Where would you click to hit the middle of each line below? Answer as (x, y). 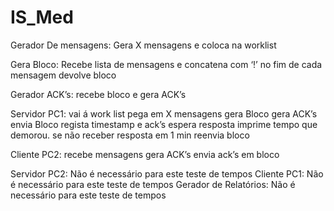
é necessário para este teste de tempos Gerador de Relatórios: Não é (153, 184)
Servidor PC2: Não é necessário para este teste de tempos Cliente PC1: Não (167, 173)
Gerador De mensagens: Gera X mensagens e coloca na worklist (143, 45)
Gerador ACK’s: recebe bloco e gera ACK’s (98, 94)
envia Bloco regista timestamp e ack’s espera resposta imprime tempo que (164, 124)
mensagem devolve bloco (63, 75)
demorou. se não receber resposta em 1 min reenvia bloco (130, 135)
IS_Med (42, 17)
